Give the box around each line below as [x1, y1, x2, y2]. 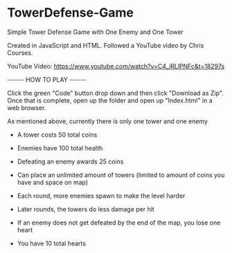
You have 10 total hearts [17, 239, 87, 247]
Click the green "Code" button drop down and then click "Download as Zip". [7, 89, 224, 97]
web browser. [7, 103, 46, 112]
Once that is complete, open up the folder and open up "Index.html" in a [7, 96, 213, 105]
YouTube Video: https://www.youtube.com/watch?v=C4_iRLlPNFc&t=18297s [7, 62, 225, 70]
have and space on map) [17, 178, 89, 186]
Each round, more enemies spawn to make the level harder [17, 191, 186, 200]
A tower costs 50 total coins [17, 130, 98, 139]
